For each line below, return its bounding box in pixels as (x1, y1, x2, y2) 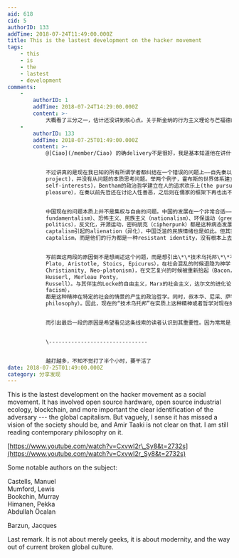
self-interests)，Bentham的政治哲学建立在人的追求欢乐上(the (45, 182, 213, 189)
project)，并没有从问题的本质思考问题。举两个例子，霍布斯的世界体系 (45, 176, 225, 183)
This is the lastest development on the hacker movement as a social (7, 390, 206, 399)
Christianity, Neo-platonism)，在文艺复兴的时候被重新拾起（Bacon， (45, 267, 236, 274)
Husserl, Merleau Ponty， (45, 273, 122, 280)
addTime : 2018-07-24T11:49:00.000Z (7, 30, 113, 38)
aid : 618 (7, 10, 33, 18)
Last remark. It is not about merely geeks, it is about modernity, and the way (7, 535, 230, 544)
